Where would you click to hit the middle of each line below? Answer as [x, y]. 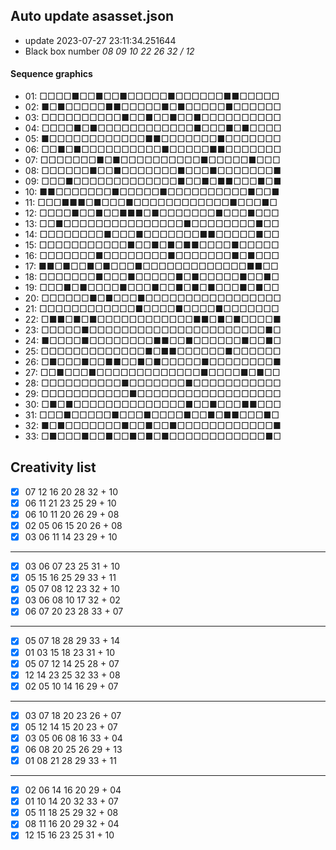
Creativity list [53, 467]
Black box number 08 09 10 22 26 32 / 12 [109, 51]
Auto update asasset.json [92, 16]
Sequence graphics [51, 74]
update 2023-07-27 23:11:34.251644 [100, 40]
